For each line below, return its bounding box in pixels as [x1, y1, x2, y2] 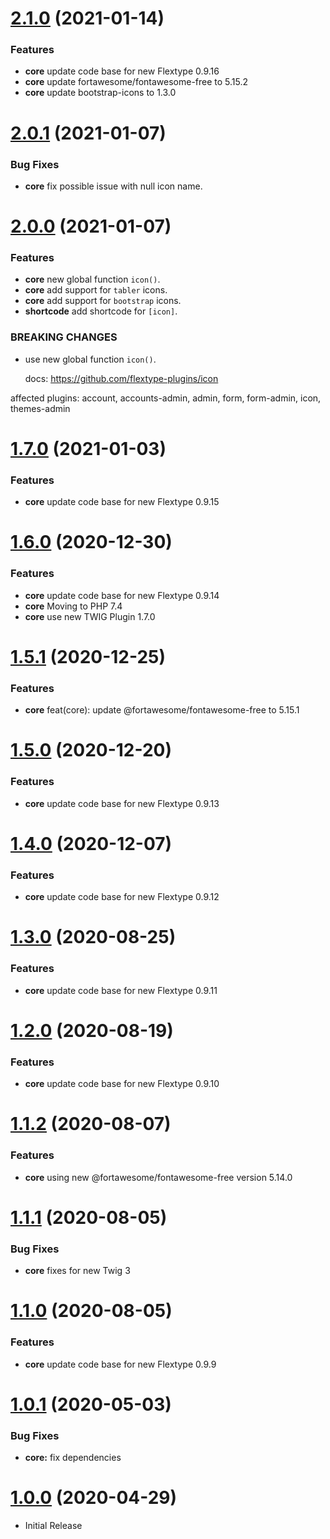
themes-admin [10, 402, 71, 414]
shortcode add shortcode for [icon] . [24, 305, 178, 317]
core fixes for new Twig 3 [24, 1265, 131, 1277]
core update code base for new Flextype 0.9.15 [24, 496, 220, 508]
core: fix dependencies [24, 1452, 122, 1464]
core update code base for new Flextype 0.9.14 [24, 589, 220, 601]
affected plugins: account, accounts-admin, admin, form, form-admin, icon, [10, 392, 322, 404]
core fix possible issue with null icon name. [24, 180, 203, 192]
